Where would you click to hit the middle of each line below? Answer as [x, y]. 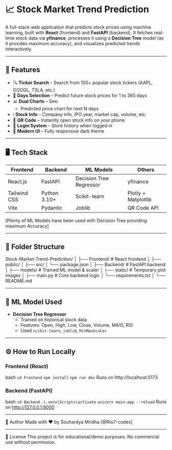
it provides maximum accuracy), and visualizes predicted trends [73, 43]
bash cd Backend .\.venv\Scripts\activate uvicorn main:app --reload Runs [86, 402]
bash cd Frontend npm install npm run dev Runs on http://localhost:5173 [82, 377]
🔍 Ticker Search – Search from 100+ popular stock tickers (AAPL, [83, 83]
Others [146, 169]
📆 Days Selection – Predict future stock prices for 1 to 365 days [80, 95]
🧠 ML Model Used [34, 302]
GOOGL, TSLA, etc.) [34, 90]
